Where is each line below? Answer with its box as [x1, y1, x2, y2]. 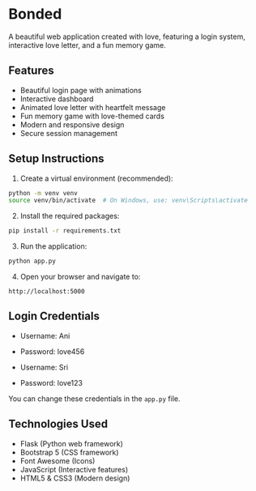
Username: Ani [19, 331, 70, 340]
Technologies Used [8, 417, 108, 431]
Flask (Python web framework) [19, 438, 124, 448]
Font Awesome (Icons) [19, 455, 96, 466]
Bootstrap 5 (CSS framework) [19, 447, 119, 457]
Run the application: [19, 241, 87, 251]
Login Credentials [8, 310, 100, 323]
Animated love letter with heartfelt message [19, 102, 166, 112]
